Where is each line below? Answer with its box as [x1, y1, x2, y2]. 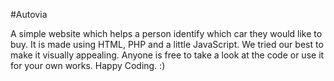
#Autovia [10, 9, 48, 20]
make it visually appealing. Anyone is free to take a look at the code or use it [10, 49, 325, 61]
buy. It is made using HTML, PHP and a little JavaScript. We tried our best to [10, 39, 324, 50]
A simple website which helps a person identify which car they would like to [10, 28, 323, 39]
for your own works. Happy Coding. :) [10, 60, 166, 71]
